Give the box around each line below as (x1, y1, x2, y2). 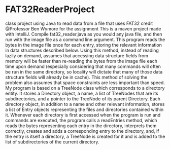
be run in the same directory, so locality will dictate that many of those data (5, 68, 163, 74)
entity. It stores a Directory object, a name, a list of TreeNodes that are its (5, 90, 158, 96)
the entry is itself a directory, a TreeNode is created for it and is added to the (5, 133, 165, 139)
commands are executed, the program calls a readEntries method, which (5, 117, 157, 123)
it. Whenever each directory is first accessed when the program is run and (5, 111, 161, 118)
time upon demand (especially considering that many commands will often (5, 63, 161, 69)
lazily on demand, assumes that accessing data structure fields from (5, 52, 149, 59)
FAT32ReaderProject (5, 4, 95, 15)
